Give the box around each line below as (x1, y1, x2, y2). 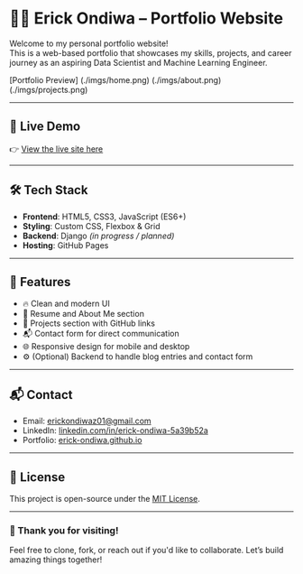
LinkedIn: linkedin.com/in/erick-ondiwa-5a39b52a (22, 425, 209, 436)
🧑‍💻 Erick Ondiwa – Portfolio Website (9, 8, 284, 29)
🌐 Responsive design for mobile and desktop (22, 341, 190, 352)
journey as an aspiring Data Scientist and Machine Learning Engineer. (9, 57, 268, 68)
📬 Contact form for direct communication (22, 329, 180, 339)
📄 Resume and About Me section (22, 309, 144, 319)
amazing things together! (9, 554, 103, 565)
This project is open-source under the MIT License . (9, 494, 201, 504)
